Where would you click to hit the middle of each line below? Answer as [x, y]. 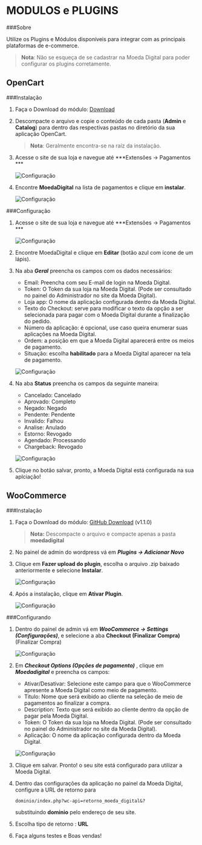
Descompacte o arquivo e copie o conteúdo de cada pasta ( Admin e [100, 121]
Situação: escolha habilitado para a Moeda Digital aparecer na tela [107, 353]
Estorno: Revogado [48, 434]
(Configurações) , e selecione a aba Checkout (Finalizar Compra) [97, 635]
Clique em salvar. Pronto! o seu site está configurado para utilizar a [99, 765]
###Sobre [19, 27]
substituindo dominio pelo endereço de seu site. [75, 812]
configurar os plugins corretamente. [66, 64]
